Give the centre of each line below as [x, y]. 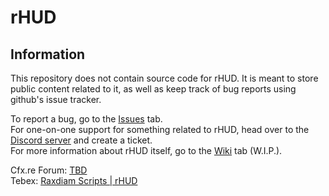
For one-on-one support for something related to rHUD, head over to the [160, 129]
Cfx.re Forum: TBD [49, 170]
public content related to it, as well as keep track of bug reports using [153, 89]
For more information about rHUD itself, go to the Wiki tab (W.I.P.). [146, 150]
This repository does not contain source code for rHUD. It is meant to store [164, 78]
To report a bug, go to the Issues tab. [86, 119]
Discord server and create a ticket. [81, 140]
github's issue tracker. [56, 99]
